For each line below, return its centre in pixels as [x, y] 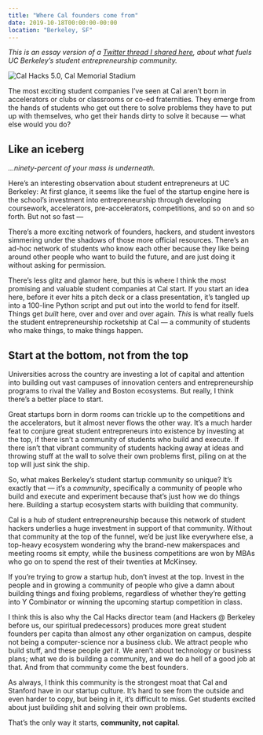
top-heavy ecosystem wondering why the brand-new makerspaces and [124, 545]
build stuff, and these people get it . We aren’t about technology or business [130, 650]
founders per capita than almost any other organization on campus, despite [130, 634]
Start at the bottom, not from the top [98, 355]
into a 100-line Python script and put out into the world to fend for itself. [124, 305]
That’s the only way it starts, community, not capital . [94, 722]
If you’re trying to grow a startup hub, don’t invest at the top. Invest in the [126, 577]
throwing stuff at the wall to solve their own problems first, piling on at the [128, 456]
